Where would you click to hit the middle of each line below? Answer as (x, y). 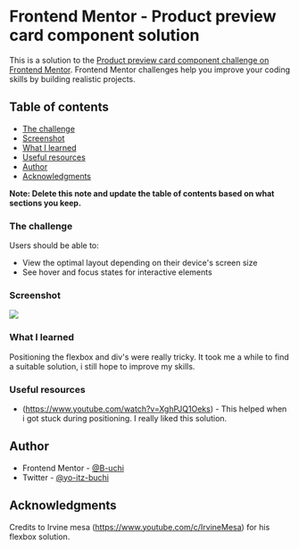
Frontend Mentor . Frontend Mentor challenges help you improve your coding (150, 70)
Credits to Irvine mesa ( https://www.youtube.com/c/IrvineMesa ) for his (140, 527)
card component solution (104, 35)
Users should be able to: (54, 245)
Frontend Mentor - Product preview (143, 17)
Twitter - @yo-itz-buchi (66, 477)
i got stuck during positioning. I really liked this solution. (125, 418)
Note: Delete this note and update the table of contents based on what (142, 193)
